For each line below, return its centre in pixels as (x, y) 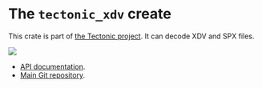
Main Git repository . (52, 75)
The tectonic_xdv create (90, 14)
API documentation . (52, 66)
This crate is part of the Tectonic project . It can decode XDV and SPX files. (131, 36)
